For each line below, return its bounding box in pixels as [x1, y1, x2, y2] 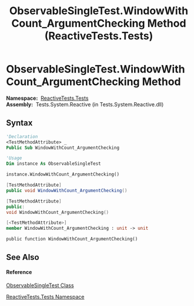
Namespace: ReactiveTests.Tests [6, 95, 89, 102]
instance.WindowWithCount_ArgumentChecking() [6, 171, 119, 178]
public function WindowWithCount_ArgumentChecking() [6, 236, 138, 242]
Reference [6, 269, 32, 276]
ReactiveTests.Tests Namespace [6, 293, 85, 300]
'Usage [6, 155, 22, 161]
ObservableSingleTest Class [6, 282, 75, 289]
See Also [6, 252, 39, 262]
